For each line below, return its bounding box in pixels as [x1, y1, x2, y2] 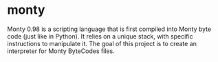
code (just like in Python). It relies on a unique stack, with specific [7, 32, 194, 40]
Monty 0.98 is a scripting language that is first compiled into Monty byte [7, 25, 212, 33]
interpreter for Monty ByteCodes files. [7, 47, 115, 55]
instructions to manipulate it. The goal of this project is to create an [7, 39, 197, 48]
